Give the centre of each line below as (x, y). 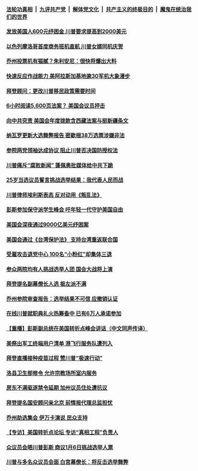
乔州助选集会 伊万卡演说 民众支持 (47, 418)
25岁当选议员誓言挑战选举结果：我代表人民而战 (65, 180)
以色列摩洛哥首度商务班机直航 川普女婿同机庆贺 (65, 46)
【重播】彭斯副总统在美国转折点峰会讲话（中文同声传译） (77, 328)
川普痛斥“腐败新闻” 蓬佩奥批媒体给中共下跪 (60, 165)
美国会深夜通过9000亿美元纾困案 (47, 224)
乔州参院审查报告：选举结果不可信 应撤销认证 (62, 298)
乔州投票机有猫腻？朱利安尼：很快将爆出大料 (61, 61)
